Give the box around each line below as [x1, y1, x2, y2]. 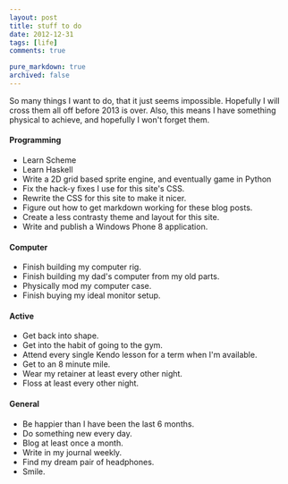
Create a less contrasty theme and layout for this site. [21, 212, 220, 223]
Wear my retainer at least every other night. [21, 369, 183, 379]
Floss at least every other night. [21, 378, 140, 389]
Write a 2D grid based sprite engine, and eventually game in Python [21, 174, 272, 184]
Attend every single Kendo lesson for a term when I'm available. [21, 350, 258, 361]
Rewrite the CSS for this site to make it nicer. [21, 193, 187, 204]
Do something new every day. [21, 428, 132, 438]
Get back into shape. [21, 330, 99, 341]
